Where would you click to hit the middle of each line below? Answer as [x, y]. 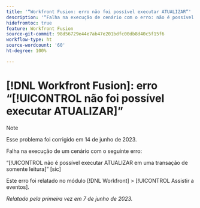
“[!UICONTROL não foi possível [85, 98]
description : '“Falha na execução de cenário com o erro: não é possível [100, 17]
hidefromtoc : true [29, 23]
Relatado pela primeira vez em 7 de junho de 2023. [69, 198]
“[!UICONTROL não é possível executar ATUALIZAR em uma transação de [97, 162]
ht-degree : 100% [26, 51]
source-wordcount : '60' [36, 46]
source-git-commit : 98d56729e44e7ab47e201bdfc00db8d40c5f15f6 [85, 34]
